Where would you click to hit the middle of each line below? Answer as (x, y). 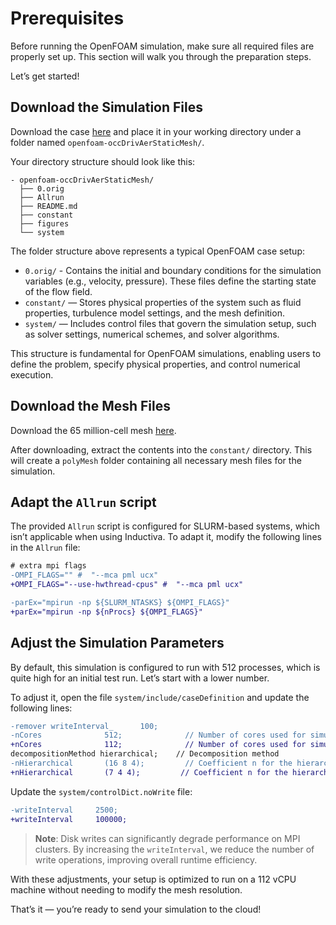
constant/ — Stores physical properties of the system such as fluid (163, 302)
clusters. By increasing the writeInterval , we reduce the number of (174, 849)
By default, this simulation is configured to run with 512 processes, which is (165, 667)
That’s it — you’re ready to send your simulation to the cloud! (136, 909)
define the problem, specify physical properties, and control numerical (155, 364)
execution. (32, 374)
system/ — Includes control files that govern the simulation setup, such (170, 323)
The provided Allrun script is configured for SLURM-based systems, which (165, 526)
